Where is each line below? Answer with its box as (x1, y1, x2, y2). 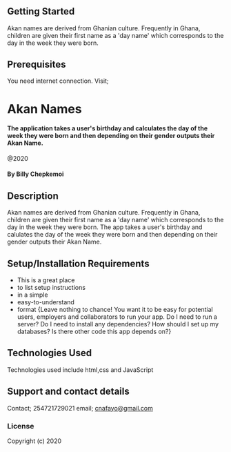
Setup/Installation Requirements (7, 257, 150, 269)
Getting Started (7, 6, 75, 17)
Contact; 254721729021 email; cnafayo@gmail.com (7, 404, 154, 412)
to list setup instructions (17, 284, 86, 292)
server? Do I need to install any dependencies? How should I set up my (17, 320, 219, 328)
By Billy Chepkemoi (7, 170, 64, 178)
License (7, 421, 34, 431)
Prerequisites (7, 59, 66, 70)
